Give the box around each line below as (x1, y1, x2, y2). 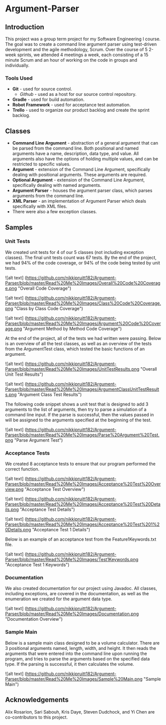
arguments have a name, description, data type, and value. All (12, 151, 139, 157)
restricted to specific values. (12, 161, 71, 167)
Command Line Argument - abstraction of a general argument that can (12, 140, 159, 146)
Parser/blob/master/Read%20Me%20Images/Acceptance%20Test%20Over (5, 481, 161, 487)
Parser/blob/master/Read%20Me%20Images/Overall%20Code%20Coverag (5, 280, 161, 286)
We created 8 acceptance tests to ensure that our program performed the (5, 461, 156, 467)
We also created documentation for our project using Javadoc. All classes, (5, 585, 157, 591)
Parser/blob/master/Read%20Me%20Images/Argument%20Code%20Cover (5, 320, 161, 326)
